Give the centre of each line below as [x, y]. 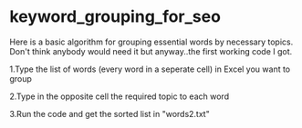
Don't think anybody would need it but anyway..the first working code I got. [151, 51]
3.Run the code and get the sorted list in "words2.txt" [109, 113]
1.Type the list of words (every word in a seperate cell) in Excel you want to [150, 69]
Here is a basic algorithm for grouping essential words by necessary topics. [151, 42]
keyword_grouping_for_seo [115, 17]
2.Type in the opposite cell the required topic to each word [120, 96]
